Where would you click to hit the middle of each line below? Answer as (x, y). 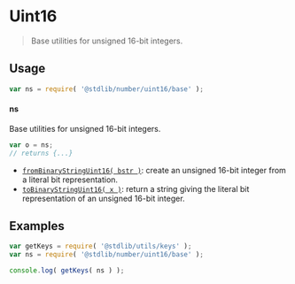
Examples (37, 226)
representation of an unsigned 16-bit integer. (103, 198)
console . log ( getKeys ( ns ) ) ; (67, 271)
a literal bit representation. (70, 180)
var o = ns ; (31, 145)
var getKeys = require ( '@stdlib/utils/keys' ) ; (101, 246)
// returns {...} (41, 153)
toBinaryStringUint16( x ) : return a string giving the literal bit (136, 188)
